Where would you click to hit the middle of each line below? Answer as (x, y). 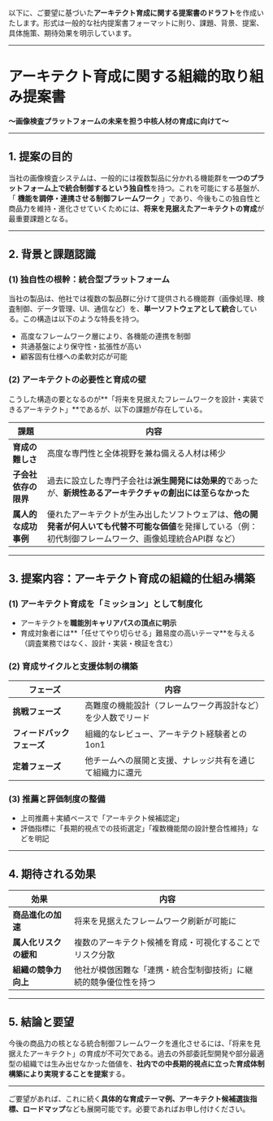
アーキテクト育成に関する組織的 (115, 77)
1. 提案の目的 (41, 157)
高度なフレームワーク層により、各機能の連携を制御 (105, 336)
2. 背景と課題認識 (52, 254)
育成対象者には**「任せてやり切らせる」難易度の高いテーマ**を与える (138, 633)
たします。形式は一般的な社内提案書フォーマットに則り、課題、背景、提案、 (136, 23)
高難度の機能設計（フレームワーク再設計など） (172, 705)
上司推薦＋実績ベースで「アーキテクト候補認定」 (102, 818)
